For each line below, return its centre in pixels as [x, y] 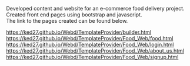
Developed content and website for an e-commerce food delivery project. [95, 8]
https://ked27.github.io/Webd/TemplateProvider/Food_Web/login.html [90, 44]
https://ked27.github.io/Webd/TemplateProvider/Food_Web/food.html [90, 38]
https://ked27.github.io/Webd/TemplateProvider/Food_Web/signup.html [92, 57]
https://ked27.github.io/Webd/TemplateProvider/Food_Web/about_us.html [95, 51]
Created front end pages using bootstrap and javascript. [74, 15]
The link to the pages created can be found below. [67, 21]
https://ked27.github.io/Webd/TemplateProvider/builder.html [79, 32]
